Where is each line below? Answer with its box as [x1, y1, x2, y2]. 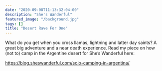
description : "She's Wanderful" [5, 12, 72, 17]
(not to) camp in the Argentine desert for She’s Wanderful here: [5, 50, 135, 56]
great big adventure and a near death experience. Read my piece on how [5, 45, 156, 51]
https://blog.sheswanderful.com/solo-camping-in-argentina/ [5, 60, 130, 66]
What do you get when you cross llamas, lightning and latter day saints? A [5, 39, 157, 45]
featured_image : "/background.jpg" [5, 16, 79, 21]
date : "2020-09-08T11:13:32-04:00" [5, 7, 79, 12]
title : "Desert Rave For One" [5, 26, 68, 31]
